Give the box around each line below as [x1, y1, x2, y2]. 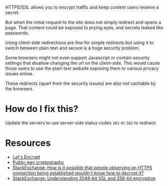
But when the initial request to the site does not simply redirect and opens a [5, 20, 161, 25]
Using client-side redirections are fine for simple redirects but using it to [5, 40, 154, 46]
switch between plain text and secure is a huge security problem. [5, 45, 140, 51]
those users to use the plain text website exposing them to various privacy [5, 65, 159, 71]
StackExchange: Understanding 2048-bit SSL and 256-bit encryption [12, 175, 156, 181]
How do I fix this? [5, 103, 79, 115]
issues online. [5, 71, 34, 77]
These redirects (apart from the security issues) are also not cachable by [5, 80, 156, 86]
